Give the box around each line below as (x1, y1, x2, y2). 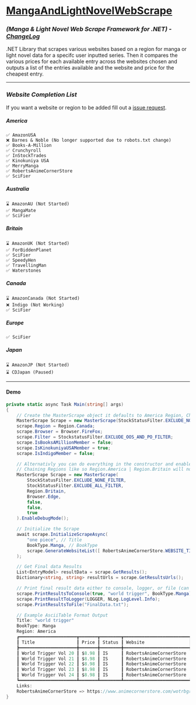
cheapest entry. (6, 70, 44, 77)
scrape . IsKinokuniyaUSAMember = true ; (16, 445, 111, 451)
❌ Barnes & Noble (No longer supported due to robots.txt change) (6, 137, 171, 143)
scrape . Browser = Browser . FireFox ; (16, 429, 103, 434)
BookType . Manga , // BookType (27, 542, 98, 548)
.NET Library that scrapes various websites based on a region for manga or (6, 46, 187, 53)
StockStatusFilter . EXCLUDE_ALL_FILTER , (27, 483, 124, 489)
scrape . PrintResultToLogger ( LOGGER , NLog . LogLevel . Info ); (16, 596, 160, 602)
